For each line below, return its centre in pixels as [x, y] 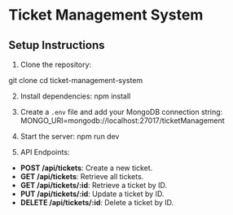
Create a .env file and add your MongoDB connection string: [121, 112]
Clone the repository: [56, 64]
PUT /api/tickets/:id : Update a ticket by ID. [92, 194]
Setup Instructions [57, 45]
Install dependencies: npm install [75, 96]
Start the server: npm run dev [70, 136]
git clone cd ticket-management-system [76, 80]
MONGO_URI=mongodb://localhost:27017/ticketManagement [123, 121]
